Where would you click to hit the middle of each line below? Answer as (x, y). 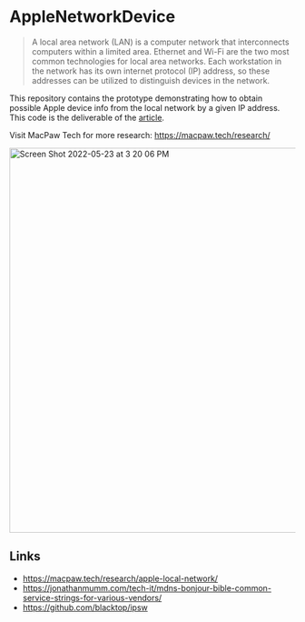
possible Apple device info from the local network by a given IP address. (145, 107)
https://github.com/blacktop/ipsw (85, 607)
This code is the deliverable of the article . (87, 117)
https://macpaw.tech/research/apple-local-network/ (120, 578)
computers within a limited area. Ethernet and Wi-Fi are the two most (160, 51)
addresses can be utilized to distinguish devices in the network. (151, 80)
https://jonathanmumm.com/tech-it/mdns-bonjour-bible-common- (147, 587)
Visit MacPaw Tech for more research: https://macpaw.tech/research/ (140, 135)
